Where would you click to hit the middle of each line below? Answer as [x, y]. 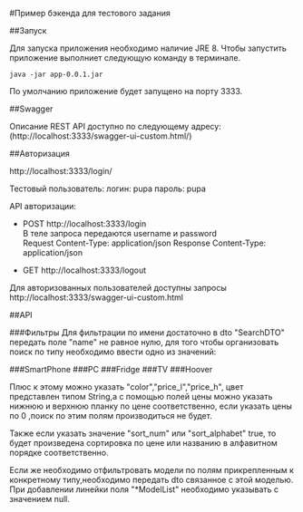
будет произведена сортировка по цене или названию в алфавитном [144, 443]
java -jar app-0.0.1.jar [56, 74]
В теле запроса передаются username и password [120, 233]
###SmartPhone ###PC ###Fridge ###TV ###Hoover [111, 369]
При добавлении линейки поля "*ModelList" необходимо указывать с [144, 489]
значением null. [40, 499]
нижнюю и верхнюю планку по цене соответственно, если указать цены [151, 406]
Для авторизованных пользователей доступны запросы [118, 288]
